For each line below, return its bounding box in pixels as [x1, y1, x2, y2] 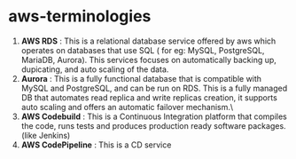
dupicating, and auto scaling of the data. [20, 64, 169, 75]
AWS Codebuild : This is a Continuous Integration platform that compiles [20, 111, 287, 122]
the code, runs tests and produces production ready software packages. [20, 120, 286, 131]
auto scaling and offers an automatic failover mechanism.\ [20, 101, 234, 112]
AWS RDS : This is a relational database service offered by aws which [20, 36, 277, 46]
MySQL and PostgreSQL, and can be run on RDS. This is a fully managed [20, 83, 288, 93]
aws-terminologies [8, 6, 152, 27]
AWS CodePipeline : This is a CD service [20, 139, 172, 150]
